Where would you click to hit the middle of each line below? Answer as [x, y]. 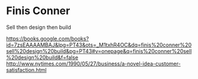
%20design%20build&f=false [42, 57]
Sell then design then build [39, 27]
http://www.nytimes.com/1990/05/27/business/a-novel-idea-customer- [93, 64]
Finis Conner [38, 11]
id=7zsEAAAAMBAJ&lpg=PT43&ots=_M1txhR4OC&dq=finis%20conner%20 [99, 45]
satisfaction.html [26, 70]
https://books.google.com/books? [47, 38]
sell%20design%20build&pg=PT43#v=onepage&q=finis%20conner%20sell [99, 51]
